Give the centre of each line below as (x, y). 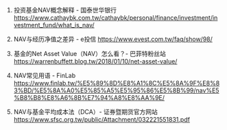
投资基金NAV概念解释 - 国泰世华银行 (65, 10)
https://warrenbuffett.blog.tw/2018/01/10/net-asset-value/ (95, 61)
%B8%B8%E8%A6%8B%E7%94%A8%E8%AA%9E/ (89, 97)
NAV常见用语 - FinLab (45, 75)
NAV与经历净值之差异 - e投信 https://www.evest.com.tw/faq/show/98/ (113, 39)
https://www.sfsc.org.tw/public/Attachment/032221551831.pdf (102, 119)
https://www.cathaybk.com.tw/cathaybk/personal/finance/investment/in (116, 18)
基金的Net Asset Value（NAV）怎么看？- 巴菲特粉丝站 (90, 54)
